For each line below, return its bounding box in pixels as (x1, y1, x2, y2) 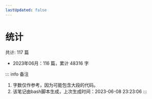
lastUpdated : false (5, 7, 47, 13)
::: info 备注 (5, 71, 29, 77)
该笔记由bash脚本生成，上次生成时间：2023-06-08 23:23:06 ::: (12, 88, 147, 94)
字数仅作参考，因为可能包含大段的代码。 (12, 82, 98, 88)
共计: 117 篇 (5, 49, 29, 55)
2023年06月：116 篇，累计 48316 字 (12, 60, 89, 66)
